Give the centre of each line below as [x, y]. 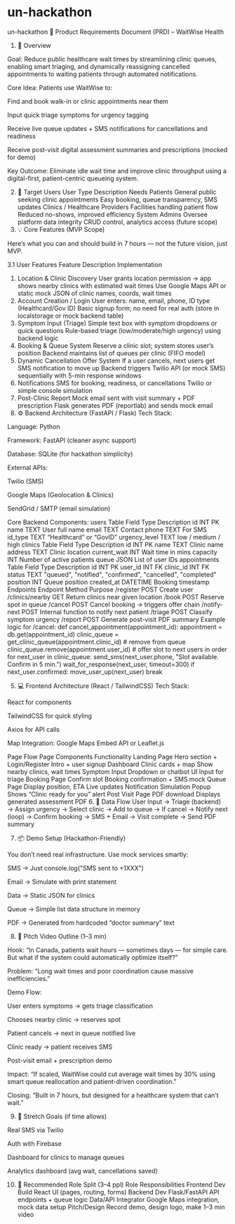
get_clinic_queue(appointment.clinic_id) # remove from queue [96, 642]
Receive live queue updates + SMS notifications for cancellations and [108, 128]
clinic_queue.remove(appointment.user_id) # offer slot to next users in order [117, 649]
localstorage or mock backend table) [70, 316]
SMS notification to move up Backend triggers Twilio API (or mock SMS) [121, 368]
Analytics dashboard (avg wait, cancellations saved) [82, 1170]
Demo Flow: [25, 992]
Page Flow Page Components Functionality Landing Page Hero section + [112, 756]
